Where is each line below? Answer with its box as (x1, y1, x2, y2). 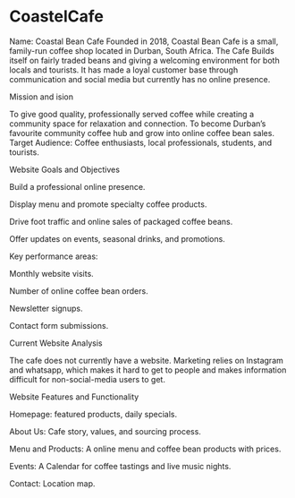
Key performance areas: (9, 251, 98, 262)
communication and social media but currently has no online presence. (9, 73, 271, 84)
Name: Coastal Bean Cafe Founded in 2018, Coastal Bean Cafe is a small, (9, 36, 279, 47)
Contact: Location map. (9, 477, 96, 489)
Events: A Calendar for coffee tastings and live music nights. (9, 460, 232, 471)
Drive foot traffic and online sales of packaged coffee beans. (9, 216, 233, 227)
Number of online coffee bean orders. (9, 285, 149, 296)
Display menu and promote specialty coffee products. (9, 199, 207, 210)
